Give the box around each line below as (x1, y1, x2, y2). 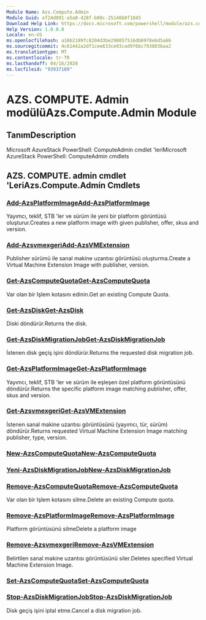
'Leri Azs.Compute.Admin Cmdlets (6, 180, 141, 190)
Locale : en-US (6, 32, 43, 38)
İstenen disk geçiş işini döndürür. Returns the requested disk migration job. (6, 349, 194, 357)
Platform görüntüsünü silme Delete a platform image (6, 525, 137, 533)
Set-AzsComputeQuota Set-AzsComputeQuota (6, 576, 149, 585)
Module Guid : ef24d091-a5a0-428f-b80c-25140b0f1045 (6, 15, 141, 21)
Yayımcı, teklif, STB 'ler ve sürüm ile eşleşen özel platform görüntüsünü (6, 378, 186, 386)
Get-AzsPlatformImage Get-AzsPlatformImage (6, 365, 147, 373)
